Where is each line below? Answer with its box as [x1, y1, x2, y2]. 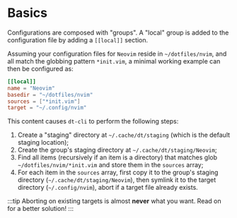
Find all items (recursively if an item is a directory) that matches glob [17, 153, 218, 162]
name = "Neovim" [7, 85, 55, 92]
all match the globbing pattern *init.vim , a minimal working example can [7, 56, 221, 65]
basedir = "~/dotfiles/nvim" [7, 91, 93, 98]
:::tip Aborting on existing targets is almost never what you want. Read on [7, 197, 221, 205]
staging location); [17, 138, 69, 147]
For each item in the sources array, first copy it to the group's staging [17, 168, 219, 177]
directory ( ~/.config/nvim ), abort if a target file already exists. [17, 183, 198, 192]
